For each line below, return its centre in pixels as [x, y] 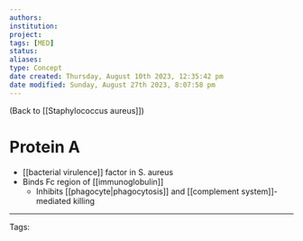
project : [26, 34]
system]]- [259, 191]
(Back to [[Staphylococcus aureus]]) [77, 110]
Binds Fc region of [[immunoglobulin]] [93, 181]
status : [24, 51]
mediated [54, 200]
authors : [26, 18]
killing [84, 200]
